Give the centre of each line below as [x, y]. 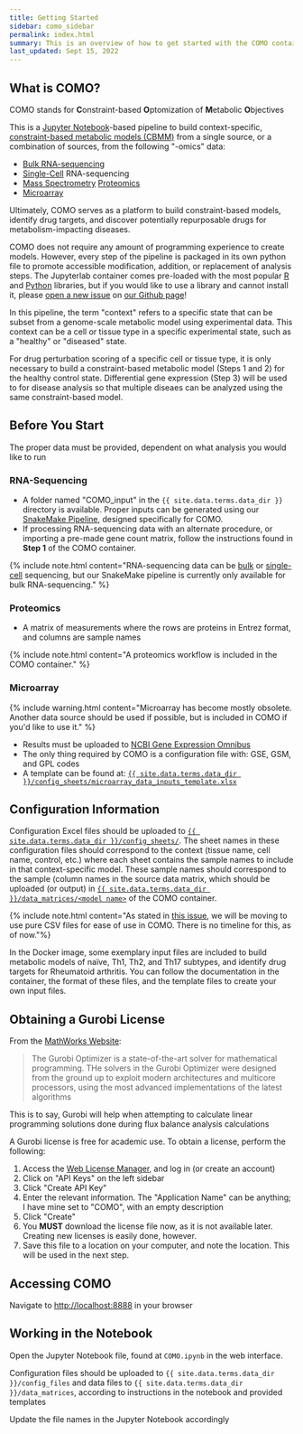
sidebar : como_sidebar [52, 26]
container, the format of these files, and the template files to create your [143, 981]
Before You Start [57, 426]
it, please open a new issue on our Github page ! [98, 295]
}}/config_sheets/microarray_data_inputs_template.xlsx [129, 782]
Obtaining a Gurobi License [87, 1019]
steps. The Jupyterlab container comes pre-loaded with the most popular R [149, 276]
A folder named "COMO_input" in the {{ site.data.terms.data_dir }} [152, 500]
